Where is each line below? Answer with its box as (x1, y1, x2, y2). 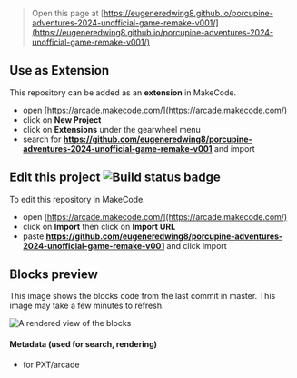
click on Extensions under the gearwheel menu (22, 124, 202, 134)
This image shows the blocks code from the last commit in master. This (9, 291, 276, 302)
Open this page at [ (31, 8, 104, 18)
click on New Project (22, 114, 102, 125)
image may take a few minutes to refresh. (9, 300, 164, 312)
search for (22, 134, 62, 144)
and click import (166, 240, 227, 251)
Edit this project (9, 170, 101, 185)
